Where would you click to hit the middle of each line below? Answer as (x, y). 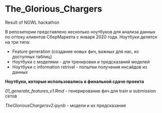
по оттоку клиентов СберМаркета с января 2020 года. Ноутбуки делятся (81, 37)
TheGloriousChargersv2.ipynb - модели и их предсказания (66, 105)
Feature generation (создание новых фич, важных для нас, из (75, 51)
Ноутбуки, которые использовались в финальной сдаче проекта (75, 81)
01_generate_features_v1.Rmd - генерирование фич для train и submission (81, 91)
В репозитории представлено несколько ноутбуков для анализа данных (80, 32)
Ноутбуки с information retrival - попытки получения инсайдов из (80, 67)
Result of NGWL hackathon (32, 22)
